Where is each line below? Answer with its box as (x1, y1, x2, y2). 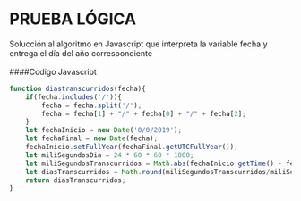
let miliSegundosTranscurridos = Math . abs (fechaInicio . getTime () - (25, 159, 282, 168)
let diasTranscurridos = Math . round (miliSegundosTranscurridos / (25, 167, 271, 176)
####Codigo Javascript (9, 66, 97, 77)
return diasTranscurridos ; (25, 175, 126, 185)
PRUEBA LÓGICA (9, 9, 137, 29)
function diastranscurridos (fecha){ (9, 84, 146, 93)
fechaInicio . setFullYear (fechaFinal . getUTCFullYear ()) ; (25, 143, 239, 152)
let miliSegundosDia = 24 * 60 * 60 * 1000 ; (25, 150, 194, 160)
